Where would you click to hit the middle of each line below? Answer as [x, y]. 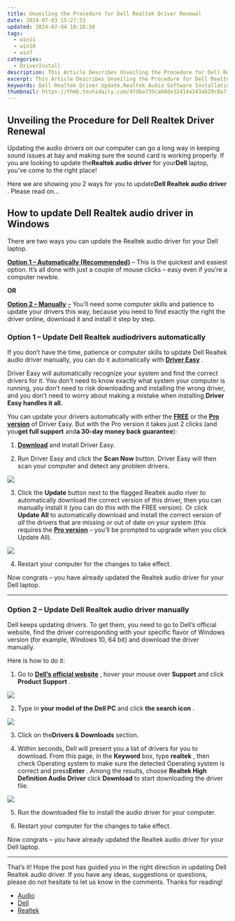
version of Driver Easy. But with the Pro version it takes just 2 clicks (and [112, 424]
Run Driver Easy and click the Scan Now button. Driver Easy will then [117, 458]
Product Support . [44, 682]
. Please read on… [33, 191]
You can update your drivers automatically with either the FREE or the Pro [113, 416]
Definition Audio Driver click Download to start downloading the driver [120, 778]
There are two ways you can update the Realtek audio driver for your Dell [113, 241]
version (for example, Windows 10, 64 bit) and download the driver [103, 640]
